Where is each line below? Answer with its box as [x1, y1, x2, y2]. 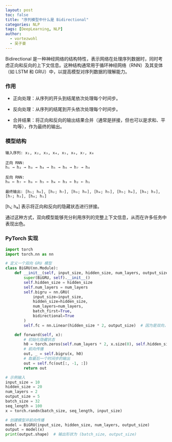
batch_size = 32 [5, 399, 40, 404]
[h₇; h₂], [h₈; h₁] [5, 194, 47, 199]
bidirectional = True [32, 314, 74, 319]
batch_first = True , [32, 309, 72, 314]
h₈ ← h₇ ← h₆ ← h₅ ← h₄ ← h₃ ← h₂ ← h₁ [5, 179, 91, 185]
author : [5, 31, 22, 36]
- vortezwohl [10, 36, 38, 42]
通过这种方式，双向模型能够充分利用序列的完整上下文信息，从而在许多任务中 [5, 214, 167, 221]
